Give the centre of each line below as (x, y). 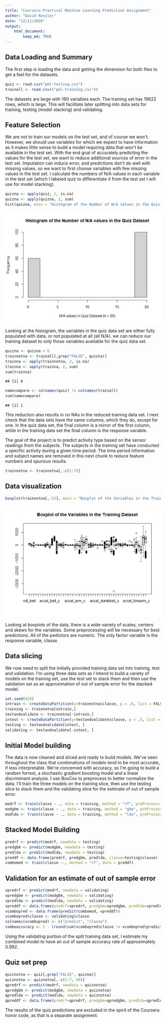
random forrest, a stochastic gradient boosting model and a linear (72, 773)
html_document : (30, 31)
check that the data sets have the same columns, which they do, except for (82, 420)
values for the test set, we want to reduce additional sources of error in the (81, 158)
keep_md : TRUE (37, 37)
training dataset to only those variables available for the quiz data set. (76, 341)
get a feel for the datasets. (32, 74)
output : (13, 26)
